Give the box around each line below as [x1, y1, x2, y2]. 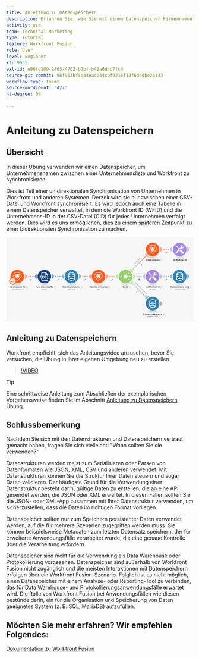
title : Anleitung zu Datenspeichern [6, 10, 97, 15]
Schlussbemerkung [6, 419, 81, 430]
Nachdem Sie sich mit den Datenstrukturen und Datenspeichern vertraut [6, 435, 183, 443]
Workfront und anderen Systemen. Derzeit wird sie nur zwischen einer [6, 193, 178, 200]
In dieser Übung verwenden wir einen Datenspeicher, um [6, 163, 146, 170]
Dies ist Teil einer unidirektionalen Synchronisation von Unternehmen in [6, 187, 181, 195]
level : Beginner [6, 54, 46, 59]
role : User [6, 48, 33, 54]
